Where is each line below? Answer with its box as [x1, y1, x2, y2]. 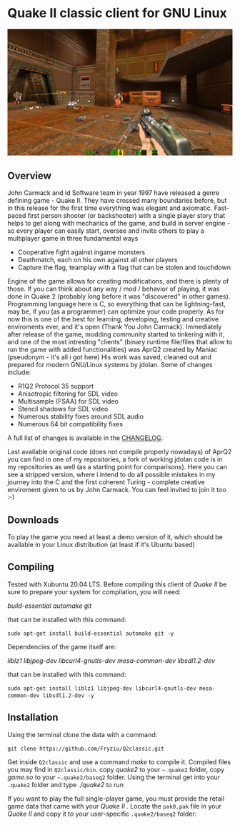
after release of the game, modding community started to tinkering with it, [7, 330, 225, 339]
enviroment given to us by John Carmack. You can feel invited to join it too [7, 486, 226, 494]
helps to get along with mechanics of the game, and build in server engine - [7, 219, 231, 228]
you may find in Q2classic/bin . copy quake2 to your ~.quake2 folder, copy [7, 765, 225, 774]
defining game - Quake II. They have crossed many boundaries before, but [7, 196, 227, 205]
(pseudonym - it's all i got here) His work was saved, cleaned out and [7, 353, 212, 361]
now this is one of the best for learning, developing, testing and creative [7, 315, 219, 324]
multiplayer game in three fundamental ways [7, 234, 139, 243]
